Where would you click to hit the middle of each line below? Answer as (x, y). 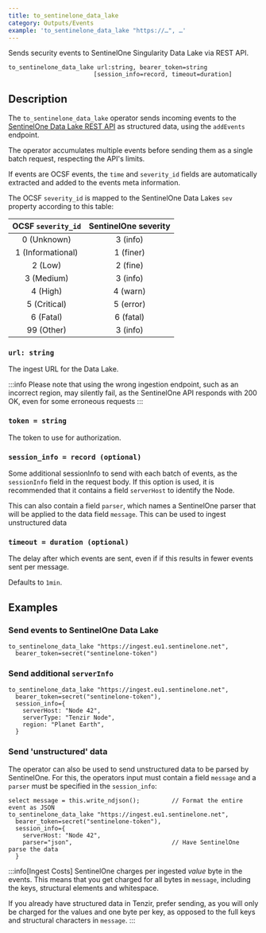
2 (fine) (130, 266)
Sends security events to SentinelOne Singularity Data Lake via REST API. (128, 53)
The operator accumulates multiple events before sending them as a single (131, 150)
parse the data (33, 849)
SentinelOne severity (129, 226)
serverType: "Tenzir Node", (69, 718)
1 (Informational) (47, 253)
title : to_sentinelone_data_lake (64, 16)
